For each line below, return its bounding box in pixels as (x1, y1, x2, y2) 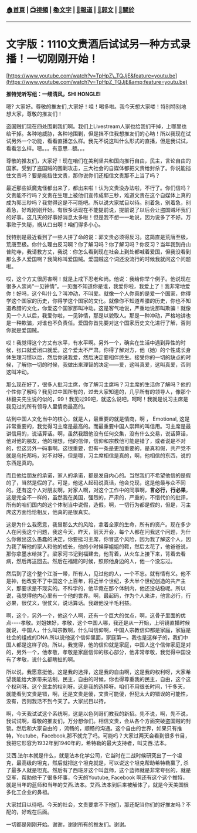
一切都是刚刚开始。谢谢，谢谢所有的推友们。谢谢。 (6, 821, 130, 828)
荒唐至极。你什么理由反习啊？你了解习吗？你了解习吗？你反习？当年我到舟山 (6, 241, 191, 248)
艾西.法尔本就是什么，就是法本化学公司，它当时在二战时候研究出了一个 (6, 752, 178, 759)
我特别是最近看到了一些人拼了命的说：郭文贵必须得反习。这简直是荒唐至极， (6, 233, 191, 241)
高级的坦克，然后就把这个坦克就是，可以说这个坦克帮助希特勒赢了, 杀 (21, 759, 189, 767)
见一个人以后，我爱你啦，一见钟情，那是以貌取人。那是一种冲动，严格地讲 (6, 312, 186, 319)
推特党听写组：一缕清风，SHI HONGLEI (6, 90, 101, 98)
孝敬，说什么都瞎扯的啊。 (16, 656, 78, 663)
